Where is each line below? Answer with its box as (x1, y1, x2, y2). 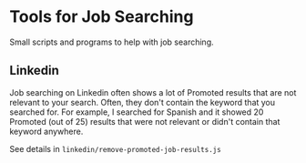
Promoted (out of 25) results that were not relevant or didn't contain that (9, 116, 280, 127)
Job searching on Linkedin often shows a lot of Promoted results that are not (9, 87, 297, 97)
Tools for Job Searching (9, 6, 194, 27)
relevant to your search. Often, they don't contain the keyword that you (9, 97, 276, 107)
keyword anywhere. (9, 126, 84, 137)
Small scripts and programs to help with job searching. (9, 36, 214, 47)
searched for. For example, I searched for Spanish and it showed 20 (9, 107, 264, 117)
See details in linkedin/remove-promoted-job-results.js (9, 143, 221, 154)
